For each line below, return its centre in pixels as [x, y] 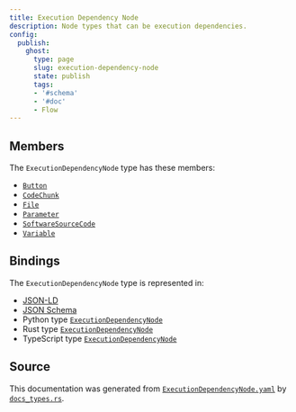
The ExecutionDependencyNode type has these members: [112, 168]
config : [24, 34]
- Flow [45, 110]
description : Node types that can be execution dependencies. [128, 26]
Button [35, 186]
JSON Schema [49, 309]
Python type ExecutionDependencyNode [93, 319]
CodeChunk [41, 196]
